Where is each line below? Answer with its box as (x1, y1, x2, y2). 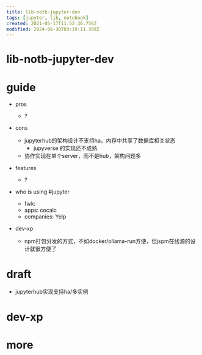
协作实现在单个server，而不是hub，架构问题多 (24, 152, 142, 160)
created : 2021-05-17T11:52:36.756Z (6, 20, 97, 26)
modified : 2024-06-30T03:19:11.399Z (6, 26, 99, 32)
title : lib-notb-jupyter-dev (6, 9, 81, 15)
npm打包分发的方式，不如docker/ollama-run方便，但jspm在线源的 (24, 237, 191, 245)
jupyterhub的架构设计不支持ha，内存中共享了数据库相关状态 (24, 137, 176, 144)
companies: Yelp (24, 213, 67, 220)
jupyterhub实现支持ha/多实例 (15, 288, 88, 296)
